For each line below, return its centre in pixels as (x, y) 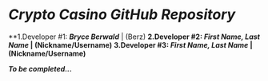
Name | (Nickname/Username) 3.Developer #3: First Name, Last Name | (131, 44)
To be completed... (40, 68)
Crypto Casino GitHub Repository (122, 15)
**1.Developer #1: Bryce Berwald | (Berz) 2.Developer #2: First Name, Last (134, 37)
